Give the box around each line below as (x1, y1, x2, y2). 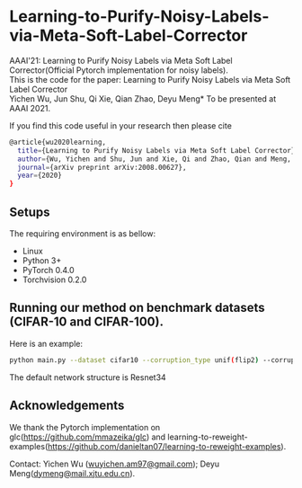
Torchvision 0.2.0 (22, 274, 87, 285)
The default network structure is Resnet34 (9, 371, 166, 383)
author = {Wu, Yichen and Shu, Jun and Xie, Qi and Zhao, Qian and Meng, (17, 155, 292, 164)
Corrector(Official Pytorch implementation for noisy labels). (9, 65, 229, 75)
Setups (9, 204, 51, 219)
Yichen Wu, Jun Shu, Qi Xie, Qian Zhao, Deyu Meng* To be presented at (9, 93, 277, 104)
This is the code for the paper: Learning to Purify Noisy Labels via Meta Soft (9, 74, 291, 84)
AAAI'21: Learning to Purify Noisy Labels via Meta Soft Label (9, 55, 233, 66)
